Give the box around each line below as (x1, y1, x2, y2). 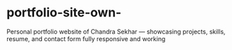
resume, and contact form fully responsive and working (6, 34, 166, 42)
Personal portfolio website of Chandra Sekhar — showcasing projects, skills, (6, 27, 226, 36)
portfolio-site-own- (6, 5, 122, 21)
